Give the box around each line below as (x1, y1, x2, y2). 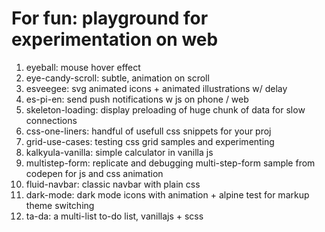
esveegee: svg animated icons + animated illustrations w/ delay (25, 82, 288, 94)
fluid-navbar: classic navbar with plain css (25, 178, 201, 190)
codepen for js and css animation (25, 167, 164, 179)
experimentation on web (11, 28, 219, 51)
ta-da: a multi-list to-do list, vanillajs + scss (25, 210, 204, 222)
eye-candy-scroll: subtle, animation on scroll (25, 72, 210, 84)
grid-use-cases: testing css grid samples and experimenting (25, 135, 275, 147)
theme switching (25, 199, 95, 211)
